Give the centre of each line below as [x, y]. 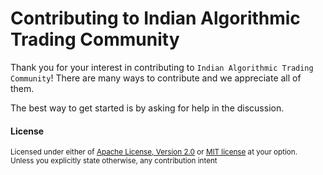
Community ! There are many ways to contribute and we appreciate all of [156, 78]
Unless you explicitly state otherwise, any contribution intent [114, 161]
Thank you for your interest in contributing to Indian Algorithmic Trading [162, 67]
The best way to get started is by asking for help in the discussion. [147, 108]
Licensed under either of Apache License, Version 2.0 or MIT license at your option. [154, 152]
